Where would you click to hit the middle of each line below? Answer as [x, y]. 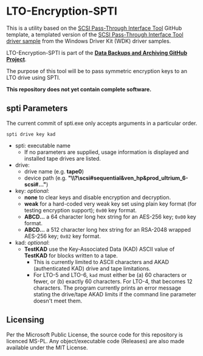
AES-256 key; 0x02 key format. [63, 236]
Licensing [25, 320]
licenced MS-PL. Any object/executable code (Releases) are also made [95, 341]
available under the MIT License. [47, 347]
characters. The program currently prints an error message [107, 288]
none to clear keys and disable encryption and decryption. [98, 197]
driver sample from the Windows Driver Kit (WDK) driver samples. [89, 41]
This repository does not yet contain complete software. [79, 89]
